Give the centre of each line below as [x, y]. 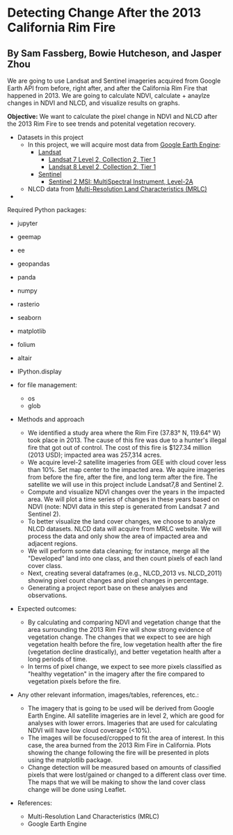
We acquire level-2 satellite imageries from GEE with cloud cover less [127, 462]
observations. [47, 595]
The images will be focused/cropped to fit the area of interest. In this [126, 738]
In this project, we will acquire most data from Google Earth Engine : [124, 145]
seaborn [29, 317]
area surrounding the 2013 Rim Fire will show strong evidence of [120, 630]
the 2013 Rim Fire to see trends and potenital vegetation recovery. [102, 124]
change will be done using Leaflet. [77, 789]
